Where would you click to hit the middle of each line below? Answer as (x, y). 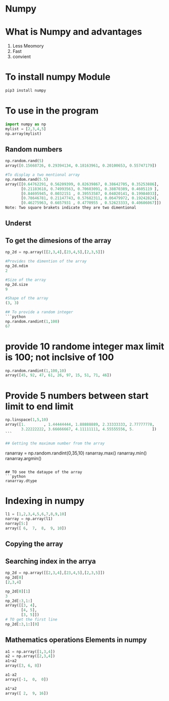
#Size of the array (26, 280)
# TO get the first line (31, 620)
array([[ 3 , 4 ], (21, 606)
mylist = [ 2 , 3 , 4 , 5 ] (26, 129)
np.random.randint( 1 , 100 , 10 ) (36, 371)
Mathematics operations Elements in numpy (76, 640)
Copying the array (34, 544)
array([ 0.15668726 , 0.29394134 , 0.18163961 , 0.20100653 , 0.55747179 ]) (81, 166)
